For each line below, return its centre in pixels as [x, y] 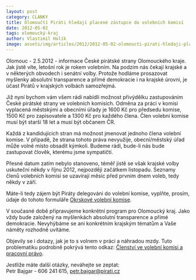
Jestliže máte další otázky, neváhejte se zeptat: [63, 265]
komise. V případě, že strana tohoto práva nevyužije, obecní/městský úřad [95, 139]
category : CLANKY [27, 17]
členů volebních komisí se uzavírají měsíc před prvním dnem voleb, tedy [93, 176]
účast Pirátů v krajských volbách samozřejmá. [61, 86]
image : [14, 45]
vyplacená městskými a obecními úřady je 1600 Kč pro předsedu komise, [94, 110]
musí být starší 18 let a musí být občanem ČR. [61, 122]
